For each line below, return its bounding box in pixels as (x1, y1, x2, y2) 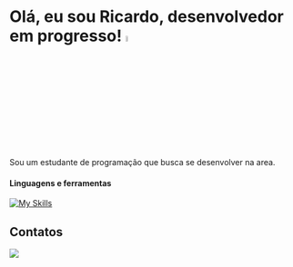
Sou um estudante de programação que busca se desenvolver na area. (9, 157, 276, 168)
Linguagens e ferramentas (9, 177, 112, 188)
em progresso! (9, 25, 123, 46)
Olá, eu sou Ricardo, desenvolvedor (9, 6, 285, 27)
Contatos (9, 224, 64, 240)
